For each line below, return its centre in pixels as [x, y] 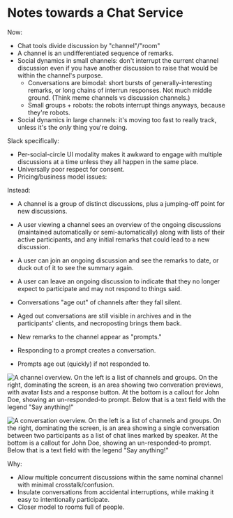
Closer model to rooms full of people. [71, 507]
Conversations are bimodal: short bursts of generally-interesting [120, 82]
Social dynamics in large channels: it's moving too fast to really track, [117, 119]
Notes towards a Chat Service [95, 13]
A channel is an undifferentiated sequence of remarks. [96, 53]
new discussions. [42, 211]
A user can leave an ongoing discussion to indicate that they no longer [119, 281]
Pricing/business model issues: [62, 177]
